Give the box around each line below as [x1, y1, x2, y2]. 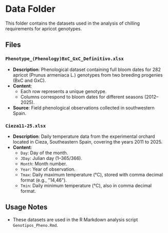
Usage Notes [5, 203, 48, 211]
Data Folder [5, 3, 55, 15]
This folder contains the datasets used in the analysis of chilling [5, 20, 140, 26]
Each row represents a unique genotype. [20, 88, 107, 94]
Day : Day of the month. [20, 150, 68, 156]
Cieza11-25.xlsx [5, 123, 46, 129]
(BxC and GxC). [12, 77, 46, 83]
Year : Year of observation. [20, 166, 76, 172]
